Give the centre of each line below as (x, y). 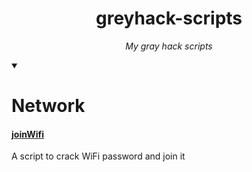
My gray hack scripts (169, 46)
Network (48, 106)
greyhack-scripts (169, 18)
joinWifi (27, 134)
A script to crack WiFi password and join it (98, 156)
